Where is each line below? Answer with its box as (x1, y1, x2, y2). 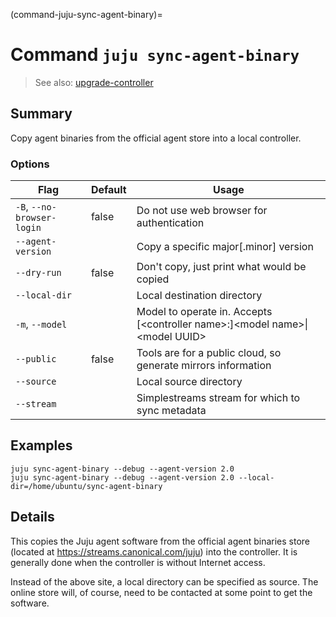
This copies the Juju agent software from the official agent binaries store (10, 535, 311, 547)
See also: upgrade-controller (34, 76, 154, 88)
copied (136, 272, 170, 286)
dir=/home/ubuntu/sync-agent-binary (10, 481, 163, 491)
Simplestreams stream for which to (136, 391, 301, 405)
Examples (10, 437, 73, 454)
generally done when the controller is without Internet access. (10, 556, 266, 568)
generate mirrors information (136, 359, 272, 373)
